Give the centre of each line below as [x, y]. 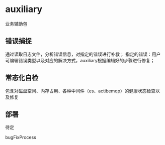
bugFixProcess [21, 137]
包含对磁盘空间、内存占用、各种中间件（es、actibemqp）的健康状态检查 [80, 91]
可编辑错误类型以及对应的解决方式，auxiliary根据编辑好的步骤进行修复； [80, 60]
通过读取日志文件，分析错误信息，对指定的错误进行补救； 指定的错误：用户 [83, 54]
